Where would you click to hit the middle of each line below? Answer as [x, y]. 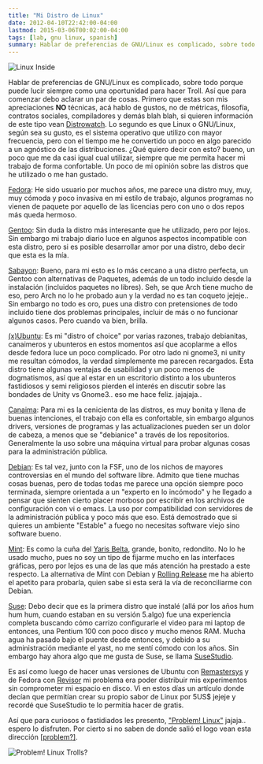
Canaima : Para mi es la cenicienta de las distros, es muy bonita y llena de [127, 410]
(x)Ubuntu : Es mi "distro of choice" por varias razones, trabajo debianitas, [128, 336]
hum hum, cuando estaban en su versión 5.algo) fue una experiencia [119, 614]
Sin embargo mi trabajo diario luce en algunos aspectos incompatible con [128, 239]
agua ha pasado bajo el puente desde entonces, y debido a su [109, 640]
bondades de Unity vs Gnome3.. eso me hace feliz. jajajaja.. [105, 395]
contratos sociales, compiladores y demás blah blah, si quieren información [131, 116]
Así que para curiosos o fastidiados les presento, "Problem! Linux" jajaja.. [127, 721]
